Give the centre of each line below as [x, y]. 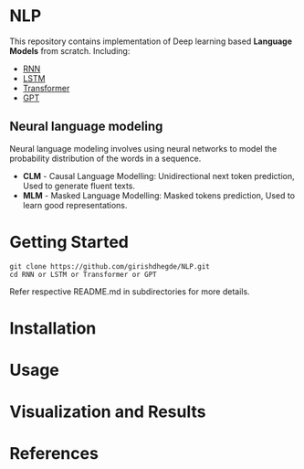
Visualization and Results [108, 412]
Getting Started [69, 242]
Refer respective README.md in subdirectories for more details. [130, 291]
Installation [53, 328]
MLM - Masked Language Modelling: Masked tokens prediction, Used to [158, 195]
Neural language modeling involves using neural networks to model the [143, 148]
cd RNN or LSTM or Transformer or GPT [83, 274]
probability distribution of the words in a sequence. [105, 158]
